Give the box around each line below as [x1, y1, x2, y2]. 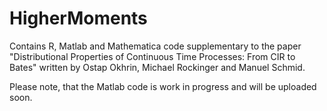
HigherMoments [9, 7, 148, 30]
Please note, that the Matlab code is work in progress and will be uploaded [9, 80, 317, 92]
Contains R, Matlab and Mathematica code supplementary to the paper [9, 40, 302, 52]
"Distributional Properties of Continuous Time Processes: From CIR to [9, 50, 296, 62]
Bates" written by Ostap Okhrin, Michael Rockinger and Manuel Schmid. [9, 61, 306, 73]
